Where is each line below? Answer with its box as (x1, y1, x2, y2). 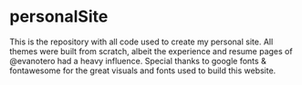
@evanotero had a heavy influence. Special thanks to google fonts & (9, 55, 266, 66)
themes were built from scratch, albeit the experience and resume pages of (9, 45, 294, 56)
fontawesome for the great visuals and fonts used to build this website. (9, 65, 276, 76)
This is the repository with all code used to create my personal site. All (9, 36, 274, 47)
